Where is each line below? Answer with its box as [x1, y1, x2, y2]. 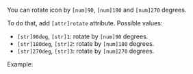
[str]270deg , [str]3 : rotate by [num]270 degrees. [16, 47, 155, 55]
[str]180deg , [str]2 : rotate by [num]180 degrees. [16, 40, 155, 47]
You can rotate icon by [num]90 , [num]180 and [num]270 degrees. [7, 6, 187, 14]
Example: [7, 60, 34, 68]
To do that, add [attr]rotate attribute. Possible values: [7, 19, 163, 27]
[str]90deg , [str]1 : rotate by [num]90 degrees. [16, 32, 149, 40]
